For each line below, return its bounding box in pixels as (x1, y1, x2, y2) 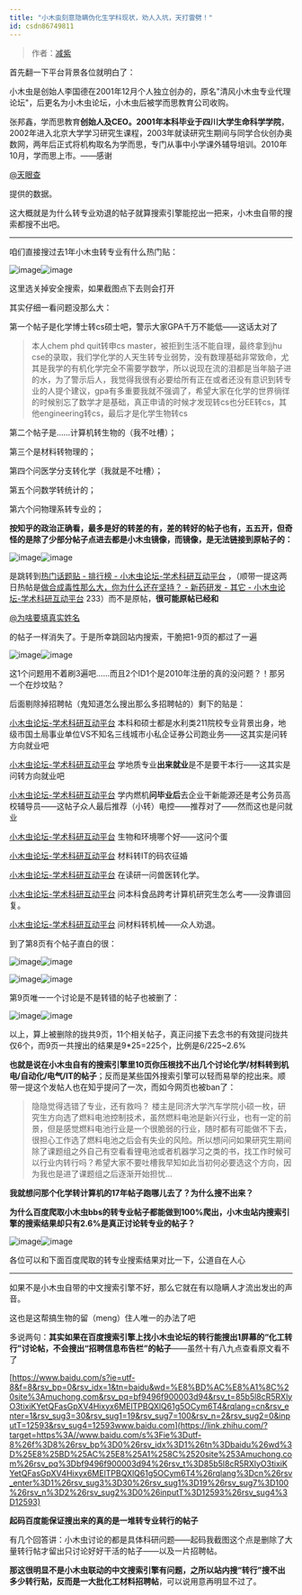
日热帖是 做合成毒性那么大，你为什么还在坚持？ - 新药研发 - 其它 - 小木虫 (9, 582, 278, 593)
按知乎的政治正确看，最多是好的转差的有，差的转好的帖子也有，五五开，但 (9, 522, 285, 533)
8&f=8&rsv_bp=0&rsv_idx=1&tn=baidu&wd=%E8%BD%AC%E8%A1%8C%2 (9, 1382, 289, 1392)
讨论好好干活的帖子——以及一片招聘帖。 (71, 1545, 222, 1556)
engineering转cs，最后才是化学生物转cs (39, 407, 189, 419)
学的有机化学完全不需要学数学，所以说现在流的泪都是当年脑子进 (55, 362, 292, 374)
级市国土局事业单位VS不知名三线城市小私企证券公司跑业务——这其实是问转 (9, 729, 288, 739)
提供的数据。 (9, 188, 57, 199)
